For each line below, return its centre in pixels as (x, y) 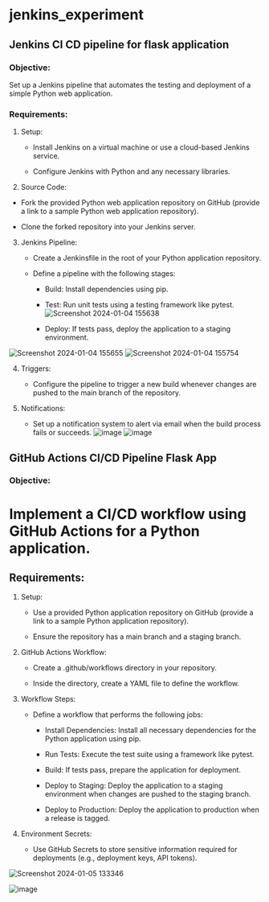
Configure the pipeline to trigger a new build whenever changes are (145, 385)
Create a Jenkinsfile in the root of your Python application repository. (147, 258)
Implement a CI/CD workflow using (128, 514)
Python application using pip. (93, 739)
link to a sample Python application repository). (111, 621)
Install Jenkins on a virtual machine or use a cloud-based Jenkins (141, 147)
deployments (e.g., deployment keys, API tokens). (115, 858)
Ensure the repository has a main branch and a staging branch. (137, 636)
